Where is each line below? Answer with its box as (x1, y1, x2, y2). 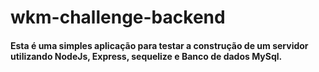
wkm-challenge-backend (10, 6, 226, 29)
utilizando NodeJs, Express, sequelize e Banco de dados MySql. (10, 50, 283, 62)
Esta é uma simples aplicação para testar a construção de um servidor (10, 39, 309, 51)
